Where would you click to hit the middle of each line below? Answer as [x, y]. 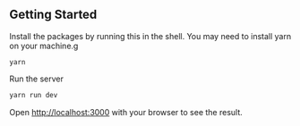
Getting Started [53, 15]
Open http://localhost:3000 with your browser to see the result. [126, 112]
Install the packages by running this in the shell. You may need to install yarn [150, 36]
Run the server [37, 79]
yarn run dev [34, 95]
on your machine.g [44, 46]
